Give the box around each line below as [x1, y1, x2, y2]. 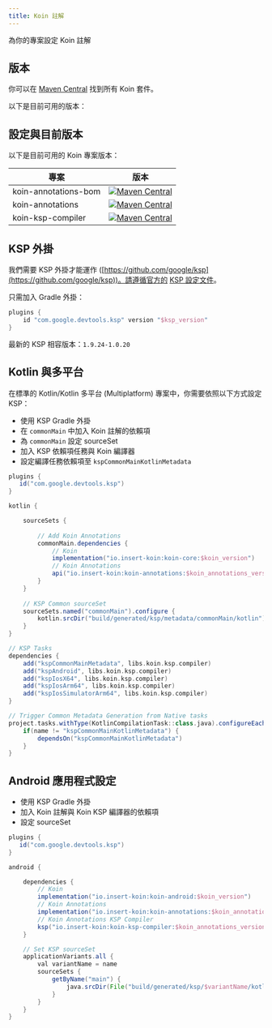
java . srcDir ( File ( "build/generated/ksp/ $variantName [66, 983, 249, 991]
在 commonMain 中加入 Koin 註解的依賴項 [19, 426, 151, 435]
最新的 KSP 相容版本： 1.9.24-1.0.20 [8, 339, 131, 349]
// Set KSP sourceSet [23, 945, 96, 953]
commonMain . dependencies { [37, 539, 129, 547]
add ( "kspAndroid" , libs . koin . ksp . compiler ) [23, 666, 172, 675]
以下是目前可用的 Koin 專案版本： [8, 151, 120, 161]
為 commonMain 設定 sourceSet [19, 435, 119, 446]
